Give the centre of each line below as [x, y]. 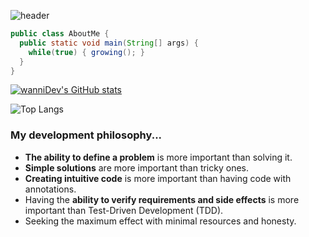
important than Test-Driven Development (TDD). [124, 210]
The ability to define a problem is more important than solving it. [158, 157]
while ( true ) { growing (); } [86, 52]
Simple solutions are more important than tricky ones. [136, 167]
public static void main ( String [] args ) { [109, 43]
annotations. [50, 189]
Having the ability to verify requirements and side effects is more [162, 199]
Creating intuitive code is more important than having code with [158, 178]
